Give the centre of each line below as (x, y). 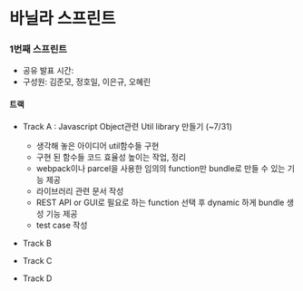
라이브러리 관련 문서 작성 (80, 190)
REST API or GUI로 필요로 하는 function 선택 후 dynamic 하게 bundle (160, 202)
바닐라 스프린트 (63, 19)
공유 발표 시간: (48, 71)
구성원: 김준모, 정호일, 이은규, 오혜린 (87, 82)
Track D (37, 278)
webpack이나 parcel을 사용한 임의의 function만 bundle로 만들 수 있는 (161, 168)
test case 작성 (62, 225)
